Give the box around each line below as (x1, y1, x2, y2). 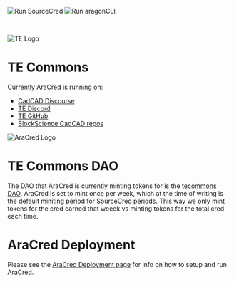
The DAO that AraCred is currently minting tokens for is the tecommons (7, 182, 217, 190)
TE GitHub (17, 111, 49, 120)
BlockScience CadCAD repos (17, 119, 104, 127)
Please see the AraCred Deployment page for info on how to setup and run (7, 260, 227, 268)
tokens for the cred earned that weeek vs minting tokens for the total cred (7, 204, 225, 213)
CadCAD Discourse (17, 96, 75, 105)
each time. (7, 211, 39, 220)
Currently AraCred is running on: (7, 83, 103, 91)
